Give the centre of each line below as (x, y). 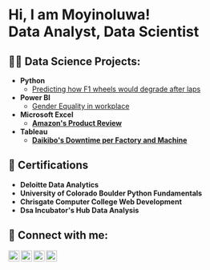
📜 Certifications (48, 165)
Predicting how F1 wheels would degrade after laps (116, 89)
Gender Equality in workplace (81, 106)
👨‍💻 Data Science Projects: (75, 61)
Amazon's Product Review (77, 123)
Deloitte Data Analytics (59, 184)
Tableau (34, 131)
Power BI (35, 97)
